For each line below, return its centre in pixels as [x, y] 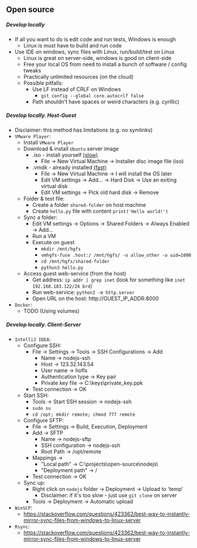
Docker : [23, 305]
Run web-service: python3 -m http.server [84, 293]
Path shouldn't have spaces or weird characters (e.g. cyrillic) [106, 102]
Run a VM [44, 236]
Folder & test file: [44, 199]
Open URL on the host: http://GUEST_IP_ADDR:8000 [96, 298]
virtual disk [54, 186]
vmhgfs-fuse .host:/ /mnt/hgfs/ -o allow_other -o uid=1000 [116, 255]
